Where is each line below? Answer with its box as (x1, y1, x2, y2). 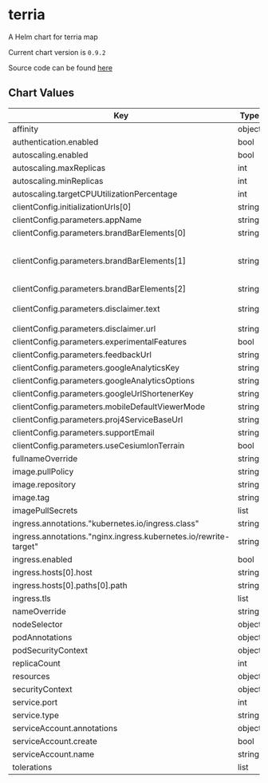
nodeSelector (12, 618, 63, 630)
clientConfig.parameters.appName (12, 214, 142, 225)
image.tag (12, 491, 50, 503)
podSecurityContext (12, 645, 89, 656)
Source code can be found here (8, 62, 113, 73)
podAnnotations (12, 631, 73, 642)
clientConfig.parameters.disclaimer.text (12, 303, 160, 314)
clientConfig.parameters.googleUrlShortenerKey (12, 388, 194, 399)
